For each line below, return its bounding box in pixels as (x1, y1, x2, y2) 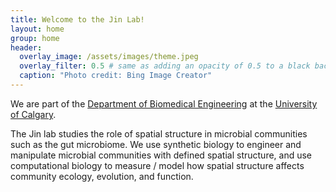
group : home (10, 33, 60, 43)
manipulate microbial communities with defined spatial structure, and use (10, 149, 313, 161)
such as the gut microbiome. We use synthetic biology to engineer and (10, 138, 302, 150)
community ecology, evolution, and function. (10, 170, 194, 182)
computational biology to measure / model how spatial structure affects (10, 159, 305, 171)
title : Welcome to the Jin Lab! (10, 14, 145, 25)
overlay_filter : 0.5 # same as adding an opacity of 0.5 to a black (19, 61, 311, 71)
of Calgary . (10, 108, 57, 120)
